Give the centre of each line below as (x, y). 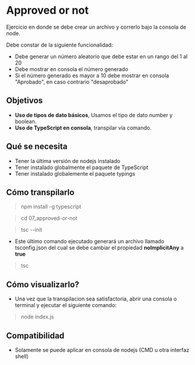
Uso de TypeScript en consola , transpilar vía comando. (83, 128)
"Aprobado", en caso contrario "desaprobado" (72, 82)
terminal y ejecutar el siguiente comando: (66, 305)
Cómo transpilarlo (40, 192)
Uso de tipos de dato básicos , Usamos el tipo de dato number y (94, 115)
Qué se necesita (37, 147)
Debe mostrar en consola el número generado (71, 69)
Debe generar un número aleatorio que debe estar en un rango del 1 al (101, 56)
